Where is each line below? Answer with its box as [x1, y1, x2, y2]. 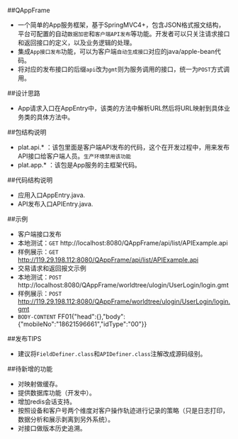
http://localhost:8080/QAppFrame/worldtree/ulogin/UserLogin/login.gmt [17, 281, 229, 289]
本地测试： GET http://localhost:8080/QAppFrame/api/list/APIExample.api [17, 239, 228, 247]
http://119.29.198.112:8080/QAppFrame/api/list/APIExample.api [17, 255, 199, 264]
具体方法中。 [36, 113, 74, 121]
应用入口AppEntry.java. [17, 191, 86, 199]
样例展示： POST [17, 289, 62, 297]
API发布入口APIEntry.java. [17, 200, 93, 208]
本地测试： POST [17, 273, 62, 281]
